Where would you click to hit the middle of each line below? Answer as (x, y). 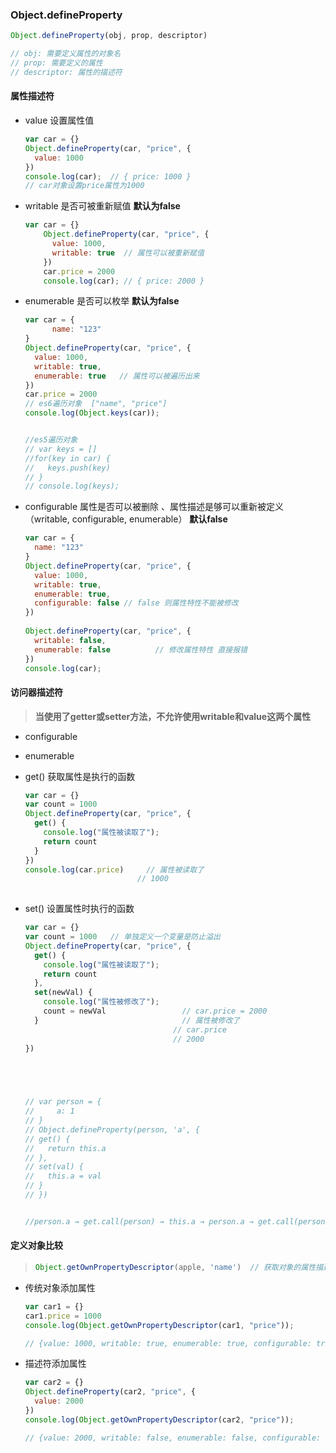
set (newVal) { (63, 993)
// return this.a (65, 1148)
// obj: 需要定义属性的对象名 (66, 54)
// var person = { (63, 1102)
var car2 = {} (54, 1383)
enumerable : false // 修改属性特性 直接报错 (141, 649)
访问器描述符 (36, 692)
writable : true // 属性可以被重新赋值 (128, 253)
